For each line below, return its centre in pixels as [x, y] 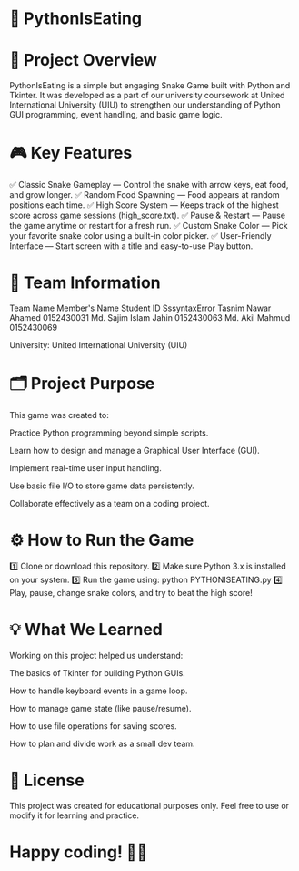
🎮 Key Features [71, 153]
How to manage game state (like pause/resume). [100, 708]
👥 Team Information [85, 283]
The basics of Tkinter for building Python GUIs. [98, 672]
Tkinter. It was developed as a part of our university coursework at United [147, 96]
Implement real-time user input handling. [85, 467]
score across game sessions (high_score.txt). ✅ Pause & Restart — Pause [148, 215]
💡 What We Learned [86, 630]
